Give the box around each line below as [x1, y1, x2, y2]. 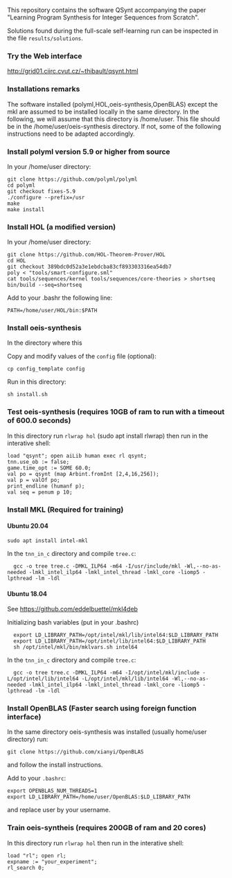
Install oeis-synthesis [7, 323, 82, 333]
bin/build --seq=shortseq [7, 282, 82, 289]
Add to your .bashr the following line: [7, 294, 113, 302]
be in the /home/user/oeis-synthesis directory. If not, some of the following [7, 122, 222, 130]
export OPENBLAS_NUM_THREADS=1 [7, 787, 98, 795]
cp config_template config [7, 366, 85, 373]
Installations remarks [7, 84, 80, 94]
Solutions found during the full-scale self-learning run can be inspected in [7, 27, 219, 35]
